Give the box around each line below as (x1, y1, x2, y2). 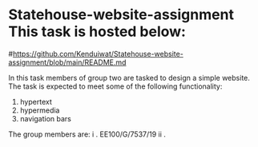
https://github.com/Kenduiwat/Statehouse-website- (12, 49, 184, 58)
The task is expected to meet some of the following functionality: (8, 81, 223, 91)
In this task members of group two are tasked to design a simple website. (8, 73, 251, 82)
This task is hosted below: (8, 22, 187, 41)
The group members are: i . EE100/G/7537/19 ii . (8, 129, 167, 139)
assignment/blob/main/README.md (8, 58, 127, 67)
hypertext (19, 97, 52, 106)
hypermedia (19, 105, 60, 115)
